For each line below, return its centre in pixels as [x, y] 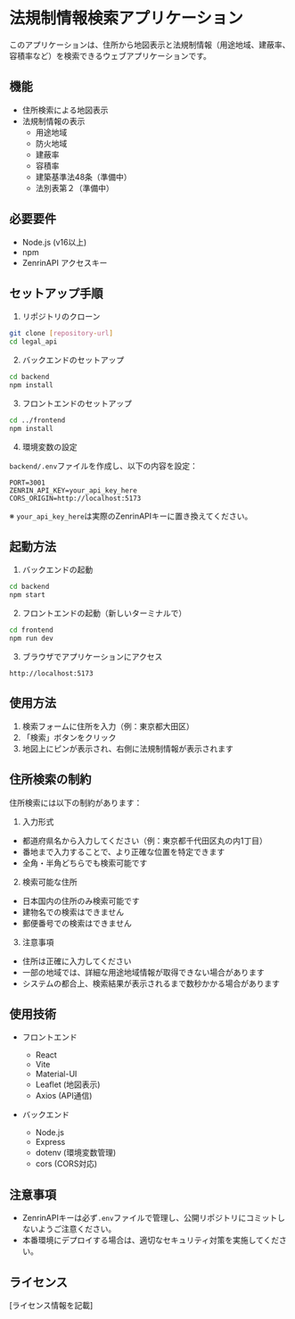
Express [50, 1142]
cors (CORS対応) [66, 1164]
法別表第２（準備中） [74, 187]
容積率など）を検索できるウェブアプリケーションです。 [111, 55]
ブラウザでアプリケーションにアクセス [92, 656]
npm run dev [31, 639]
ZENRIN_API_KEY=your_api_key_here [74, 490]
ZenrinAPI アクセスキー [65, 262]
